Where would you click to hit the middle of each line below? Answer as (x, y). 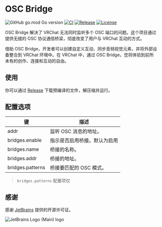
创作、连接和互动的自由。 (43, 61)
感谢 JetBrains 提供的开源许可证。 (39, 210)
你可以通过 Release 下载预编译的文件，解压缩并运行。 (59, 90)
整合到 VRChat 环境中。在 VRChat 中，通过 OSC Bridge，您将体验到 (77, 55)
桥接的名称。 (65, 149)
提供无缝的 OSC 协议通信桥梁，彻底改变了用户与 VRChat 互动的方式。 (75, 38)
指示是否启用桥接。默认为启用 (84, 140)
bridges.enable (25, 140)
